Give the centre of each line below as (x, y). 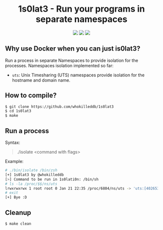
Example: (14, 161)
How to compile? (31, 96)
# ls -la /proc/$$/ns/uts (31, 184)
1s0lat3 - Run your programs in (81, 9)
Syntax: (13, 142)
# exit (12, 193)
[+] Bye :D (16, 197)
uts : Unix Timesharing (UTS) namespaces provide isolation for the (78, 75)
